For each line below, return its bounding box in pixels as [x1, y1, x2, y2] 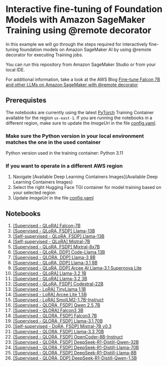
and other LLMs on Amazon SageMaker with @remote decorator [5, 81, 139, 88]
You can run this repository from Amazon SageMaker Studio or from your [5, 61, 156, 67]
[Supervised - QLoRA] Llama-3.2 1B [12, 270, 87, 276]
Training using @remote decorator [5, 25, 152, 36]
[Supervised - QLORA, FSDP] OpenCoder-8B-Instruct [12, 334, 123, 340]
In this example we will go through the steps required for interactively [5, 41, 148, 47]
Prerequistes [5, 96, 47, 105]
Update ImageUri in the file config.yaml [12, 195, 94, 201]
